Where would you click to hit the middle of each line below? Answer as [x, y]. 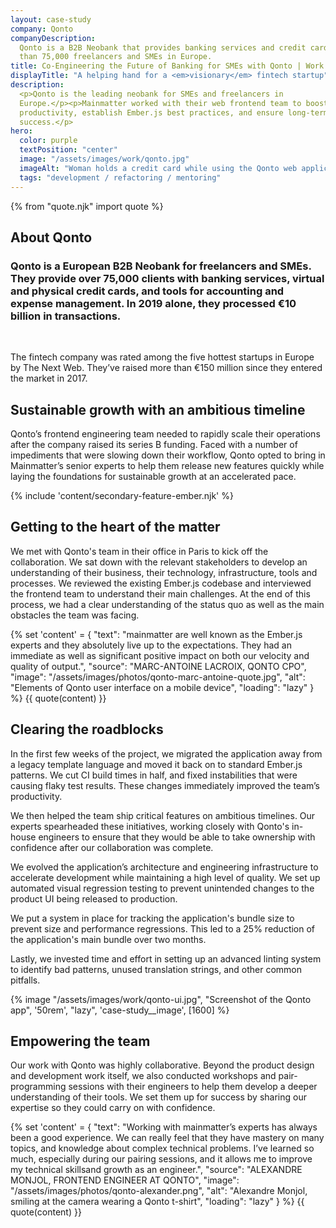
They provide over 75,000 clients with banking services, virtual [167, 278]
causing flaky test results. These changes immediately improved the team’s [165, 785]
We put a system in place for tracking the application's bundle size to [152, 918]
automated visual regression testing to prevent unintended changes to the [162, 888]
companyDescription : [53, 38]
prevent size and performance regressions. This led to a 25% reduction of [163, 928]
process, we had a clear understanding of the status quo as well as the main [167, 604]
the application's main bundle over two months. [108, 939]
